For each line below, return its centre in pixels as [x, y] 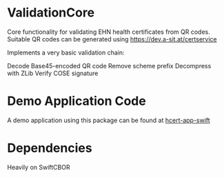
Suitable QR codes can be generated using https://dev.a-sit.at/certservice [112, 39]
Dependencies [50, 148]
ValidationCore [51, 13]
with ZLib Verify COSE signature [53, 73]
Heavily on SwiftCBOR [39, 167]
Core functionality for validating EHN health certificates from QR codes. [109, 32]
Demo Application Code [77, 101]
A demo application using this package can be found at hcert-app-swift [109, 120]
